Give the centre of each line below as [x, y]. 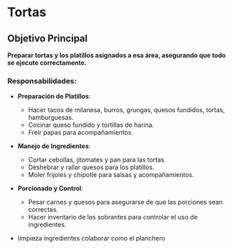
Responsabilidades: [42, 80]
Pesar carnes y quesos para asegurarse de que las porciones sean [125, 202]
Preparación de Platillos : [54, 97]
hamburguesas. [51, 118]
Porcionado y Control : [50, 188]
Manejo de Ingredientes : [54, 146]
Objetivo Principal [48, 38]
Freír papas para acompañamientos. [80, 133]
